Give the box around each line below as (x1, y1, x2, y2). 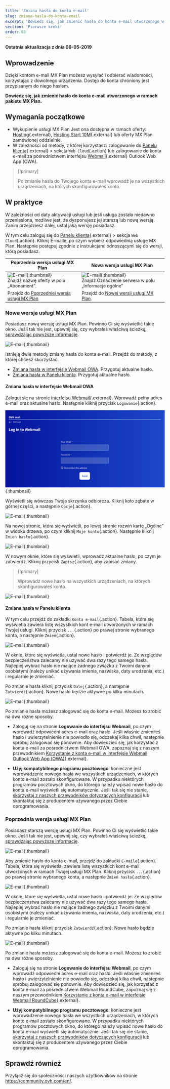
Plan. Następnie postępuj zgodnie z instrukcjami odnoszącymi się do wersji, (5, 243, 163, 249)
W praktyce (5, 198, 43, 207)
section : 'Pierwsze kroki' (5, 24, 62, 29)
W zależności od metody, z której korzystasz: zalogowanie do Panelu (12, 142, 157, 148)
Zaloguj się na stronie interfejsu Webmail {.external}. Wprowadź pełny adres (5, 395, 163, 401)
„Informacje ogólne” (81, 283, 123, 289)
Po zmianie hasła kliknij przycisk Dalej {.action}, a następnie (5, 683, 130, 689)
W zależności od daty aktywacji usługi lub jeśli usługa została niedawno (5, 212, 155, 218)
